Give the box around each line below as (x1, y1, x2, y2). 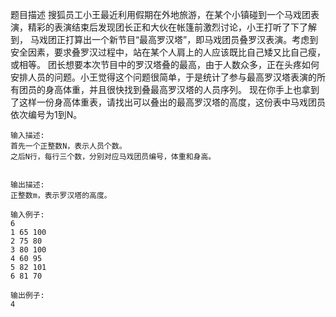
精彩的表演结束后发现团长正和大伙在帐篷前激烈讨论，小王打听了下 (27, 21, 300, 33)
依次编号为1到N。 (10, 109, 83, 120)
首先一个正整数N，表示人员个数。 (10, 141, 127, 151)
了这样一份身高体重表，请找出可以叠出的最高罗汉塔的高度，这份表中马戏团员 (10, 96, 326, 108)
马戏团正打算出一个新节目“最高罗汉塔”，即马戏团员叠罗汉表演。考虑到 (29, 34, 319, 45)
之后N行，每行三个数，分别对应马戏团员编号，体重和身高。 (10, 152, 217, 162)
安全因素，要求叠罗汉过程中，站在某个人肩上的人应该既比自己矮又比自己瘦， (10, 46, 326, 58)
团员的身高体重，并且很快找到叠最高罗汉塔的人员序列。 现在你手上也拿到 (18, 84, 320, 95)
